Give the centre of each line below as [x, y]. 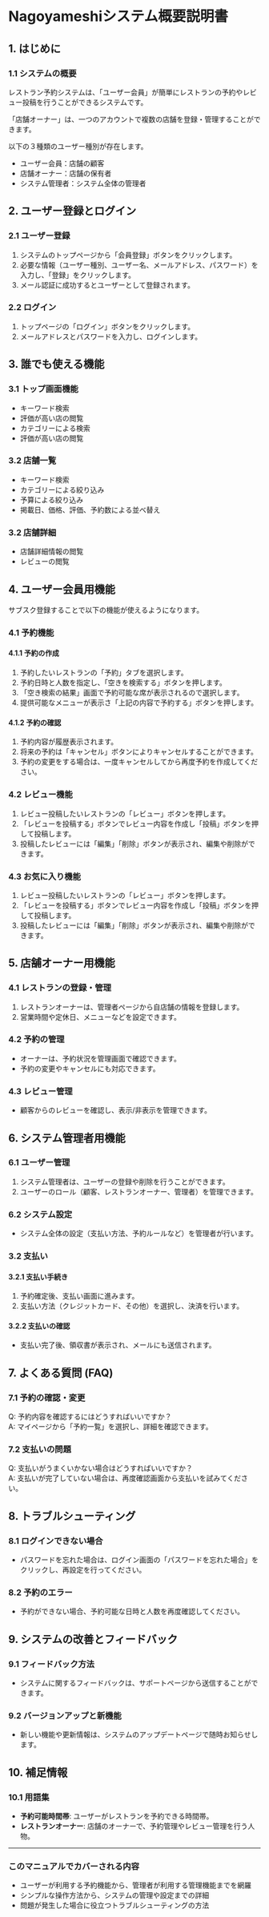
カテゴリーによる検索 [55, 428]
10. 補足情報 [38, 1772]
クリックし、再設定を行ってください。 [83, 1570]
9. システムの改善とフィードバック [93, 1639]
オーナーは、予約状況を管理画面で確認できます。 [100, 1058]
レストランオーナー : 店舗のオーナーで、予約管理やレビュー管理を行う [134, 1826]
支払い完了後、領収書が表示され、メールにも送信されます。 [118, 1345]
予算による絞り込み [52, 499]
